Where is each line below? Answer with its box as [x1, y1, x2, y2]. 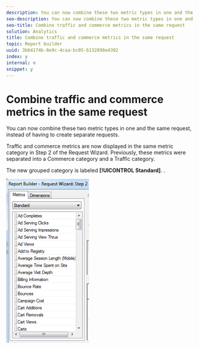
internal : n [6, 60, 36, 66]
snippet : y [6, 66, 33, 72]
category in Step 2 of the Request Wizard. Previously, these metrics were [6, 149, 186, 156]
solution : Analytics [6, 29, 58, 35]
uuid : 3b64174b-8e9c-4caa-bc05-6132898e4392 [6, 48, 119, 54]
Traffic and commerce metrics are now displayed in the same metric [6, 143, 174, 150]
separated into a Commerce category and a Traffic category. [6, 155, 156, 163]
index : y [6, 54, 28, 60]
